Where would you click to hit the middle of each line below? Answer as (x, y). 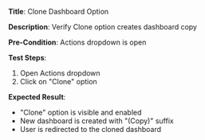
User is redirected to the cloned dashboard (91, 129)
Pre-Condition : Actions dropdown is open (77, 42)
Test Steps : (28, 58)
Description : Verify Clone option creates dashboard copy (103, 27)
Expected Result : (37, 97)
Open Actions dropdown (60, 73)
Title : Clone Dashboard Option (59, 12)
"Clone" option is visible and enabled (81, 112)
